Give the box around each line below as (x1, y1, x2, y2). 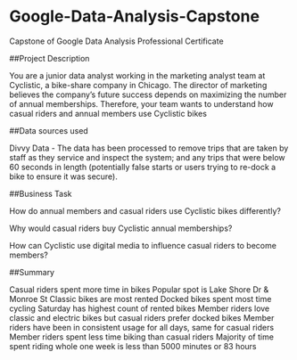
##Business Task (9, 188, 73, 199)
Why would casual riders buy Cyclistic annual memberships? (9, 223, 233, 233)
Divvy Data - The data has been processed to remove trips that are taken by (9, 143, 289, 153)
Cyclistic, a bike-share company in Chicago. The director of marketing (9, 79, 268, 90)
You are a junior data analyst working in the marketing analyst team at (9, 70, 266, 81)
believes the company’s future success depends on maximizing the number (9, 89, 287, 100)
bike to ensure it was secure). (9, 171, 119, 182)
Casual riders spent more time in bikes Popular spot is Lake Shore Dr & (9, 283, 269, 295)
